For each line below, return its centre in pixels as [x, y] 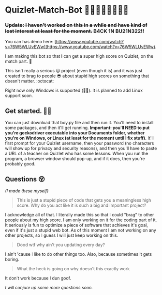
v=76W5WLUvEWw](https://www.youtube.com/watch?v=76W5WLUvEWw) [80, 47]
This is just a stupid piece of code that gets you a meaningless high [84, 200]
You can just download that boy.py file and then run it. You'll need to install [79, 123]
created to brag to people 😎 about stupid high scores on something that [77, 76]
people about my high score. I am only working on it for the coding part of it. [81, 220]
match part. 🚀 [19, 61]
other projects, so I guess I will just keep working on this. [62, 235]
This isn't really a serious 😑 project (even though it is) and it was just [74, 71]
